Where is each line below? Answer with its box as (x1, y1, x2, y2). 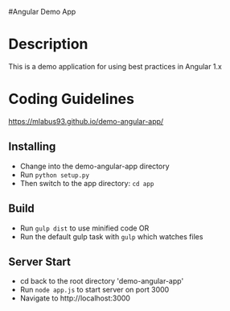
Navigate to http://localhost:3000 (19, 293, 131, 303)
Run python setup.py (19, 169, 90, 180)
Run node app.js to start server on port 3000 (19, 285, 170, 295)
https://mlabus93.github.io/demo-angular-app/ (8, 116, 164, 126)
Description (8, 35, 88, 53)
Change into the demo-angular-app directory (19, 161, 170, 171)
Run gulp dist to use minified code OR (19, 223, 150, 233)
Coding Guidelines (8, 90, 135, 108)
